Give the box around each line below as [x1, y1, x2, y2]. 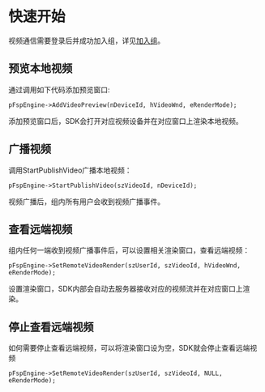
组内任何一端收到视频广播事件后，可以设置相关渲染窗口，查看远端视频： [8, 245, 250, 255]
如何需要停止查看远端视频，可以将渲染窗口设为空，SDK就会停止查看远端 [8, 343, 250, 353]
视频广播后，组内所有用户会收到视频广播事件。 [8, 196, 165, 207]
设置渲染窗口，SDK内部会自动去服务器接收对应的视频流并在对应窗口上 [8, 284, 243, 294]
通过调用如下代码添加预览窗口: [8, 84, 111, 94]
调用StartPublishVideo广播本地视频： [8, 165, 132, 175]
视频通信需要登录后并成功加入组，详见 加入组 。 [8, 36, 165, 45]
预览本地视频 [8, 62, 73, 75]
